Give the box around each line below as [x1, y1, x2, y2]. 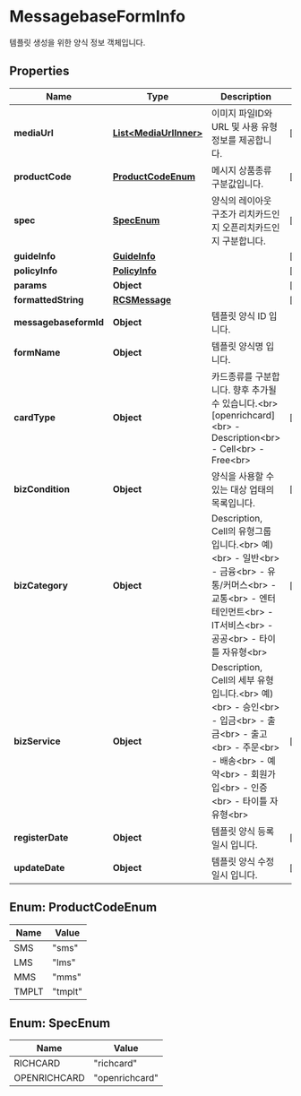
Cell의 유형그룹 [211, 524, 271, 537]
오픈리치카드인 [221, 221, 280, 234]
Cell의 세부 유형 [211, 674, 274, 686]
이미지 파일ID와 [211, 107, 273, 119]
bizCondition [13, 482, 70, 495]
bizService [13, 735, 61, 747]
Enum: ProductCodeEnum [9, 900, 158, 915]
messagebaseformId [13, 315, 105, 328]
